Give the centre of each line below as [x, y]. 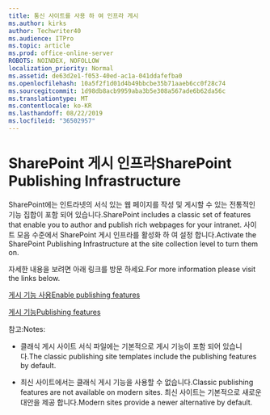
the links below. [34, 278]
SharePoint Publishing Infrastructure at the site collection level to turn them [133, 244]
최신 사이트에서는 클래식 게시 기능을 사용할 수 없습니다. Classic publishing [137, 382]
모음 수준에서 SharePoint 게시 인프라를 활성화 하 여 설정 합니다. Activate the [137, 234]
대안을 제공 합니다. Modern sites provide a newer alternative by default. [136, 402]
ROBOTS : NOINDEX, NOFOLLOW [54, 61]
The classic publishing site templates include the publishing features [143, 356]
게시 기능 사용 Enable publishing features [74, 295]
